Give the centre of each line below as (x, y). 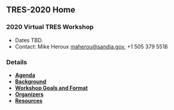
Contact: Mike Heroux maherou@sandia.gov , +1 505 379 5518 (91, 46)
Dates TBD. (29, 40)
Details (17, 62)
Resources (29, 100)
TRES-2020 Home (41, 10)
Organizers (29, 94)
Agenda (25, 75)
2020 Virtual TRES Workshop (50, 27)
